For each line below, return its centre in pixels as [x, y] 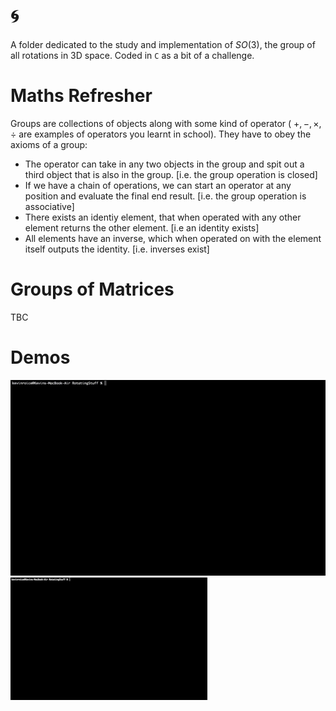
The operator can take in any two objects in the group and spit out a [164, 164]
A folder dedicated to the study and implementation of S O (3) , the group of [163, 44]
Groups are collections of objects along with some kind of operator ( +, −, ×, [166, 123]
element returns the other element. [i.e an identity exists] [142, 227]
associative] [49, 206]
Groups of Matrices [92, 289]
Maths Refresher [81, 96]
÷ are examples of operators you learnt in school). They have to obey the [161, 134]
